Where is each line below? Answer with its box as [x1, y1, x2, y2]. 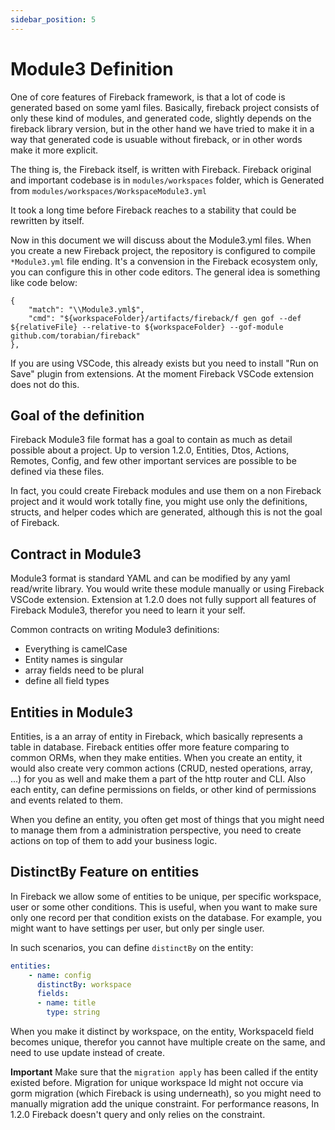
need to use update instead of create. [10, 1047, 165, 1059]
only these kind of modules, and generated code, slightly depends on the [10, 112, 312, 124]
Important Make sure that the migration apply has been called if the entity [10, 1066, 319, 1078]
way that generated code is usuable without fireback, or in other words [10, 133, 303, 145]
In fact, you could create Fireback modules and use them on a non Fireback [10, 485, 322, 497]
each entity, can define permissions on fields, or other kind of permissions [10, 784, 317, 795]
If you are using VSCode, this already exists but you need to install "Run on [10, 357, 319, 369]
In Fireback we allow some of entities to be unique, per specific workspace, [10, 890, 322, 902]
